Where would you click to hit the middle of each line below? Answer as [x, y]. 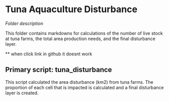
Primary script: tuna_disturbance [59, 70]
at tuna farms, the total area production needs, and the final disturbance [80, 39]
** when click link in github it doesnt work [49, 54]
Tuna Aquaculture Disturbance [71, 9]
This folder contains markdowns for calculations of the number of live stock [84, 33]
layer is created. [22, 93]
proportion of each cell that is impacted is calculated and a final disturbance [85, 87]
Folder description [24, 23]
